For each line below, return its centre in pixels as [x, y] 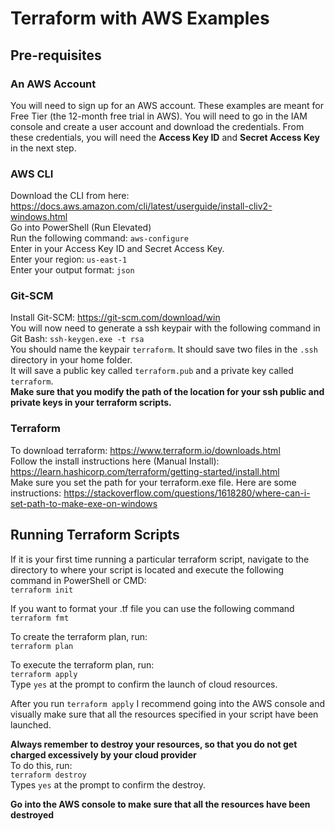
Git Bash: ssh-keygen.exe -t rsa [77, 339]
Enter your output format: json [72, 270]
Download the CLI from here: [70, 196]
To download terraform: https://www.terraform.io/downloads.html [145, 450]
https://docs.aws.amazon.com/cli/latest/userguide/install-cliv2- [141, 206]
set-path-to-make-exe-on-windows [84, 503]
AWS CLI [32, 174]
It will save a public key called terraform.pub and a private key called [152, 371]
